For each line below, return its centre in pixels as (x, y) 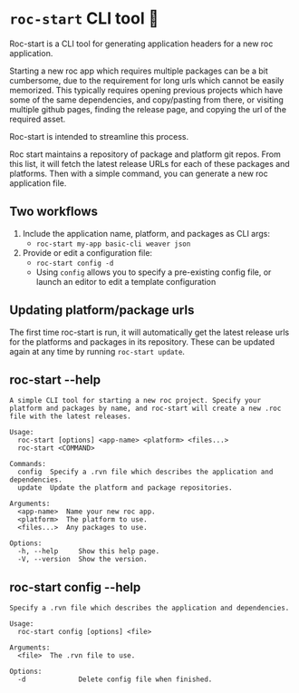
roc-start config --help (75, 587)
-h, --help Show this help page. (89, 551)
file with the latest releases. (70, 416)
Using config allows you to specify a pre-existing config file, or (154, 272)
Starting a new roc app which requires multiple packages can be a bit (139, 71)
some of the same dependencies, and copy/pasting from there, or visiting (146, 100)
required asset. (38, 119)
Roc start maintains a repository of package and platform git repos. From (145, 154)
